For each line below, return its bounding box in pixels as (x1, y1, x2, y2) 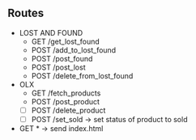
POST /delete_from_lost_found (31, 70, 134, 80)
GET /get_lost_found (31, 36, 100, 46)
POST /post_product (31, 96, 100, 106)
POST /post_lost (31, 62, 86, 72)
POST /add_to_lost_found (31, 45, 117, 55)
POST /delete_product (31, 105, 106, 115)
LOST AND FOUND (19, 28, 83, 37)
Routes (7, 6, 45, 20)
